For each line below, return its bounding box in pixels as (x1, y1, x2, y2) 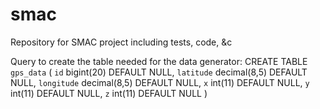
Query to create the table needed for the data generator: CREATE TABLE (10, 55, 308, 67)
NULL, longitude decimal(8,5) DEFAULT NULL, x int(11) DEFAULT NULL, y (10, 76, 310, 88)
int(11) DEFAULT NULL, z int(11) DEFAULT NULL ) (10, 87, 208, 99)
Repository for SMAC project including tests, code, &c (10, 36, 233, 48)
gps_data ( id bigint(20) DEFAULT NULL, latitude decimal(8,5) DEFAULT (10, 66, 308, 78)
